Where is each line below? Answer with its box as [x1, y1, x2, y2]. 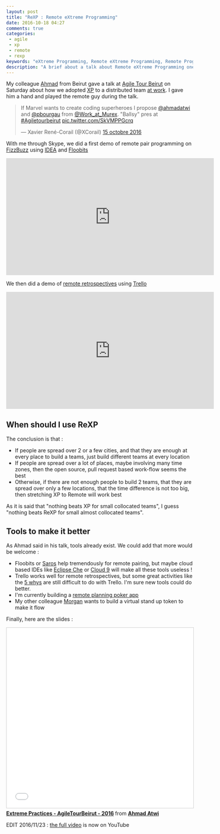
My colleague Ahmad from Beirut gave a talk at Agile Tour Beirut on [6, 80, 171, 87]
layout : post [6, 8, 39, 15]
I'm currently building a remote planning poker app [14, 591, 139, 598]
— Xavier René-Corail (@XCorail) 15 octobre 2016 [20, 128, 142, 136]
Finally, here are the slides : [6, 616, 73, 622]
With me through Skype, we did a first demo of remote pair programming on [6, 140, 192, 147]
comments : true [6, 25, 44, 32]
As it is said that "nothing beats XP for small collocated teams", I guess [6, 503, 179, 510]
